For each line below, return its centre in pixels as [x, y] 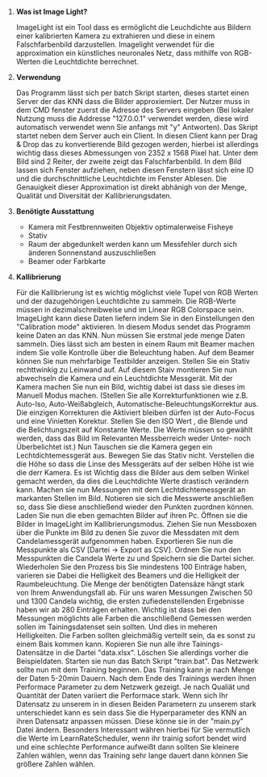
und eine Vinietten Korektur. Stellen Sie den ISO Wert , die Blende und [132, 421]
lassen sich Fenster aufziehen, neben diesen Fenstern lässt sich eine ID [135, 170]
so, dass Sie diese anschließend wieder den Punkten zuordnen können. [135, 507]
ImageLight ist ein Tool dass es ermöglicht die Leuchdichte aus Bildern [133, 27]
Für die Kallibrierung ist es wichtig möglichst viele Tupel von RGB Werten [137, 292]
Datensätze [35, 652]
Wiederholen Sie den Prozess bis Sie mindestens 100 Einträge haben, [131, 567]
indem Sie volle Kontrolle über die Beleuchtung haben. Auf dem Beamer [135, 353]
